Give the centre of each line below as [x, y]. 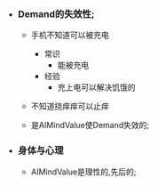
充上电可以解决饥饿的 [96, 87]
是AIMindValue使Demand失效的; [90, 125]
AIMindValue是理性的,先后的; [83, 172]
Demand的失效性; [56, 13]
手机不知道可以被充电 [70, 35]
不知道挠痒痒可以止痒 [70, 106]
